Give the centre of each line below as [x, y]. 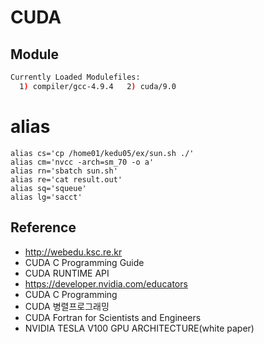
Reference [43, 227]
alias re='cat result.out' [66, 179]
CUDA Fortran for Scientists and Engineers [113, 317]
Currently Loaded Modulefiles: [75, 77]
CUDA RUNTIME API [67, 273]
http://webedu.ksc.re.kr [73, 252]
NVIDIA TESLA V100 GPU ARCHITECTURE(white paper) [139, 328]
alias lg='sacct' [46, 197]
